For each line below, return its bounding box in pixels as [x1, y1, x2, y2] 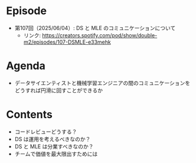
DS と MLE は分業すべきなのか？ [14, 143, 94, 150]
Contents [6, 108, 53, 122]
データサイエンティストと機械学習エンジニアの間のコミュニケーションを [14, 79, 191, 86]
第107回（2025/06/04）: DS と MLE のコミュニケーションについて [14, 24, 176, 31]
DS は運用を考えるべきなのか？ [14, 135, 91, 142]
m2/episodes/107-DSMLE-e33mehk [23, 38, 111, 45]
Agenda [6, 59, 45, 73]
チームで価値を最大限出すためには [14, 150, 98, 157]
